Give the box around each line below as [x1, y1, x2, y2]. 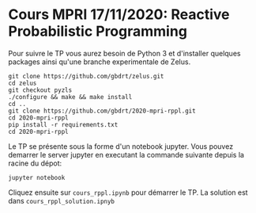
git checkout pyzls [8, 86, 73, 94]
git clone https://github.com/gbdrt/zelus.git [8, 72, 164, 80]
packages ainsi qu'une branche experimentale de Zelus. [8, 57, 191, 67]
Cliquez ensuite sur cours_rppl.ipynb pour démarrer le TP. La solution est [8, 188, 248, 197]
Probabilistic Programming [8, 22, 188, 40]
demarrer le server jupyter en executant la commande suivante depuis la [8, 150, 245, 159]
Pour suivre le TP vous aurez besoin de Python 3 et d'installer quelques [8, 48, 241, 58]
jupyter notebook [8, 173, 66, 181]
